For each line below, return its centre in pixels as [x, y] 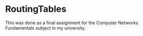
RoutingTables [36, 9]
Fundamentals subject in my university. [46, 28]
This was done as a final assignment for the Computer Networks [72, 23]
